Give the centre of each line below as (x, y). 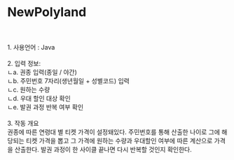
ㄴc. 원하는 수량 (29, 89)
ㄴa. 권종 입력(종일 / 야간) (42, 72)
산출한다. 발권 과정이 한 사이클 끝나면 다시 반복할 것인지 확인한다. (103, 149)
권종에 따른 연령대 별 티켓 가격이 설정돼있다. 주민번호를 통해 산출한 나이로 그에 (114, 132)
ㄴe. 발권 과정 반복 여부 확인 (46, 107)
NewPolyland (47, 12)
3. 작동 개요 (23, 123)
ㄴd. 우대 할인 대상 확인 (39, 98)
